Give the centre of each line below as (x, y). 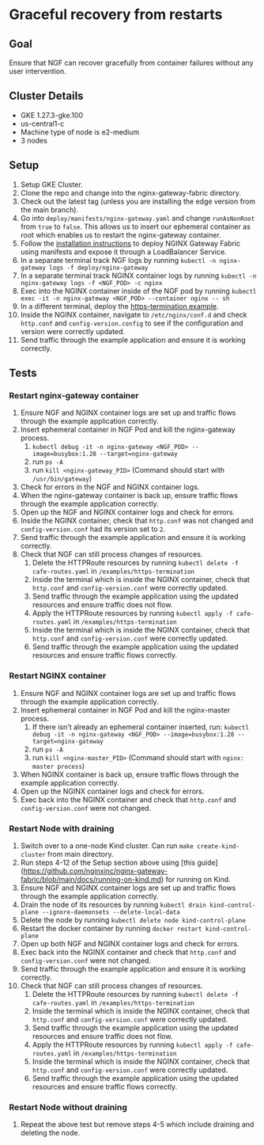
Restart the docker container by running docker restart (111, 928)
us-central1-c (42, 124)
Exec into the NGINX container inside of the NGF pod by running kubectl (138, 291)
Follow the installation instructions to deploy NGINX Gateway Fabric (130, 243)
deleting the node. (50, 1133)
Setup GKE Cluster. (51, 184)
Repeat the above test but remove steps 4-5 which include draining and (137, 1124)
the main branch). (49, 209)
